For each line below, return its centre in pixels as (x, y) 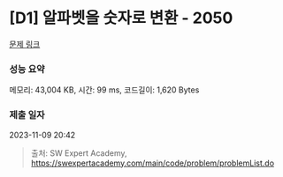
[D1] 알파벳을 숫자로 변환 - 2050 (121, 18)
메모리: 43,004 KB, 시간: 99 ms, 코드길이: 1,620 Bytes (104, 90)
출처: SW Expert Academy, (79, 153)
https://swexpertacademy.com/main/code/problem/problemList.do (153, 163)
